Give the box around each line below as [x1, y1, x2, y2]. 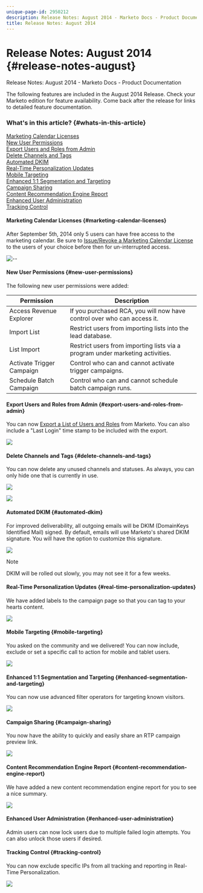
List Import [9, 345, 40, 354]
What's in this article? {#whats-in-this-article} [6, 119, 146, 127]
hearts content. [6, 603, 44, 611]
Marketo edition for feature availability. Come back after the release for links [6, 97, 196, 105]
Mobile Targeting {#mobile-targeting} [6, 628, 103, 635]
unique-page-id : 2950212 [6, 8, 69, 15]
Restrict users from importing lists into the [69, 324, 189, 333]
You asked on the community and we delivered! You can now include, [6, 642, 179, 649]
